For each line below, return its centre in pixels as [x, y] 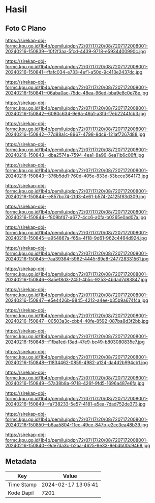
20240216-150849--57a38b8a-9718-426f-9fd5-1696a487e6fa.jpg [75, 383]
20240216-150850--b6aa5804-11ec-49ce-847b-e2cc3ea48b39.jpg [77, 425]
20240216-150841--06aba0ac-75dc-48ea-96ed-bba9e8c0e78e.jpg [77, 93]
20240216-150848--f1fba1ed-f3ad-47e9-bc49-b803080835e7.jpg [75, 342]
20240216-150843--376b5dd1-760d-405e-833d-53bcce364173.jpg [77, 176]
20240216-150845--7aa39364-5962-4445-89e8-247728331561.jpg [77, 259]
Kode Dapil [21, 493]
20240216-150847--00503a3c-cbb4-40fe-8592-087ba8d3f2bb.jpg [77, 321]
